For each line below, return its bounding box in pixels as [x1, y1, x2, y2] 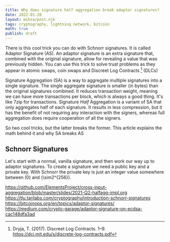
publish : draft [5, 31, 37, 36]
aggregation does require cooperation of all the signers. [5, 115, 122, 121]
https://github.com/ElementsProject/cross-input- [5, 184, 107, 190]
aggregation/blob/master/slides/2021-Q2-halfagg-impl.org [5, 190, 127, 196]
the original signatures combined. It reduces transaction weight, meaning [5, 88, 158, 94]
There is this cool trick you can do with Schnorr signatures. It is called [5, 45, 151, 51]
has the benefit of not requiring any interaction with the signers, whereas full [5, 110, 165, 116]
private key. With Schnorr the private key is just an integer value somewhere [5, 169, 164, 175]
